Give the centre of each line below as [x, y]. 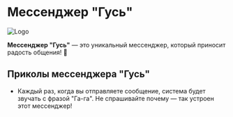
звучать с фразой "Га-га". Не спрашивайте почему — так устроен [115, 98]
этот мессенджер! [45, 106]
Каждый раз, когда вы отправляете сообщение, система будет [111, 91]
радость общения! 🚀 [37, 52]
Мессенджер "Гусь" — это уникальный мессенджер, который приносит [116, 45]
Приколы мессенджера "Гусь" [78, 74]
